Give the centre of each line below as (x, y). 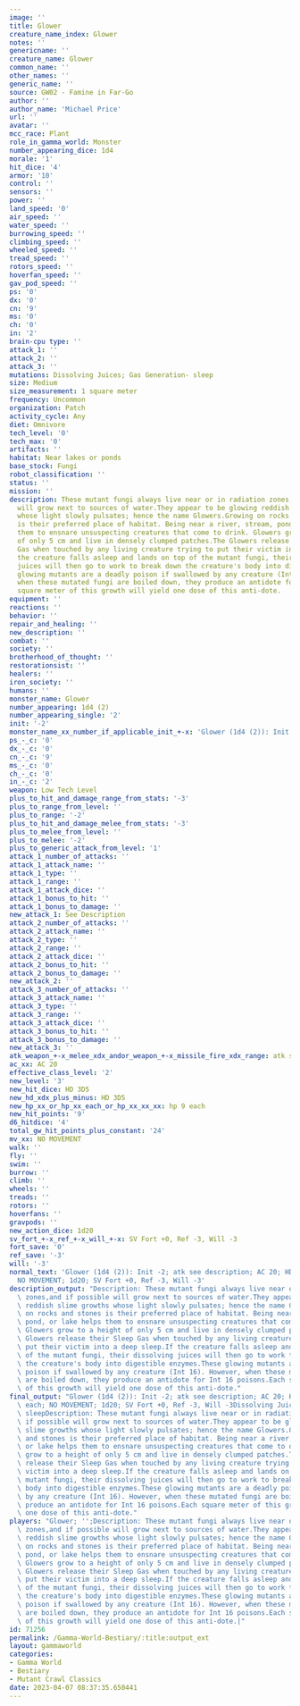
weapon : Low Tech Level (54, 790)
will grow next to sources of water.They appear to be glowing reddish (154, 508)
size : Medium (33, 383)
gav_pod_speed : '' (43, 283)
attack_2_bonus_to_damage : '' (66, 973)
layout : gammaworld (46, 1646)
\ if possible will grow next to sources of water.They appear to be (149, 1422)
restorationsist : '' (48, 666)
